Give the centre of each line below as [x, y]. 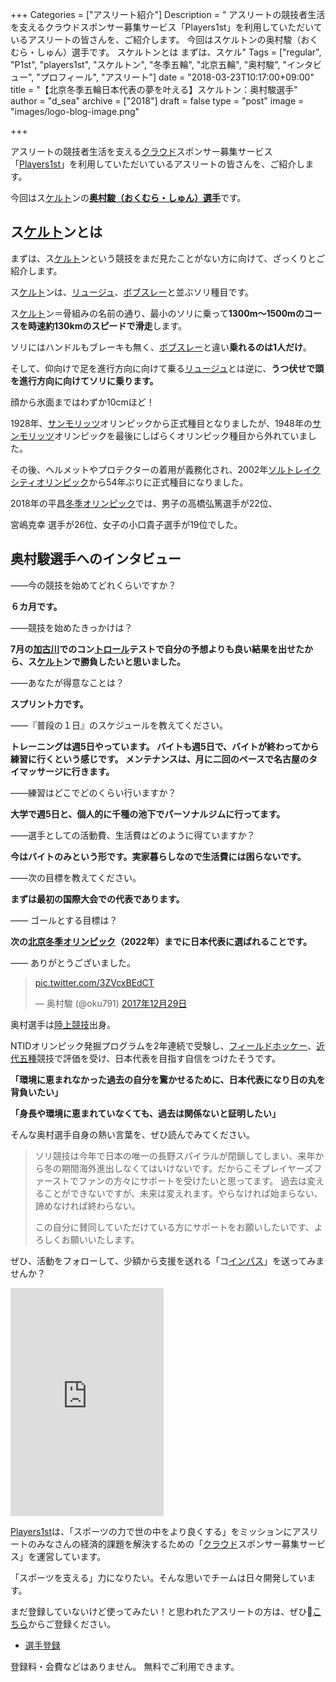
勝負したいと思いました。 [132, 661]
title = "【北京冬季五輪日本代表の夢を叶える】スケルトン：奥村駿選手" [154, 89]
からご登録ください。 [72, 1624]
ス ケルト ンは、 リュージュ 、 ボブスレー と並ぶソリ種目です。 [132, 292]
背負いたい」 [36, 1092]
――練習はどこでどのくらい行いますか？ [93, 792]
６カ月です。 [36, 606]
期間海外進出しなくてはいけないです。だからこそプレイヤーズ [187, 1168]
